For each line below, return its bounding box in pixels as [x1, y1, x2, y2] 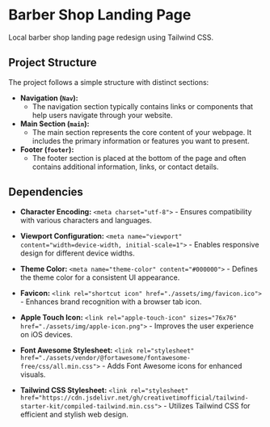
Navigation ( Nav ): [19, 93, 78, 103]
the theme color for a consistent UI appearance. [19, 273, 180, 282]
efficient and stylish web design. [19, 409, 129, 419]
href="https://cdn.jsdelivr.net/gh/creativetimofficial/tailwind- [19, 394, 249, 402]
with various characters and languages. [19, 215, 152, 225]
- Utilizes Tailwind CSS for [162, 400, 251, 410]
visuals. [19, 370, 46, 379]
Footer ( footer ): [19, 144, 74, 154]
